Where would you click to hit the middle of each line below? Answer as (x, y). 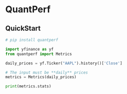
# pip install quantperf (32, 40)
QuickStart (23, 28)
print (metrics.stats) (28, 86)
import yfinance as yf (29, 49)
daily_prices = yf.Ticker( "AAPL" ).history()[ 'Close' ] (64, 63)
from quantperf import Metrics (39, 54)
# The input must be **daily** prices (47, 73)
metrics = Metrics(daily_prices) (41, 77)
